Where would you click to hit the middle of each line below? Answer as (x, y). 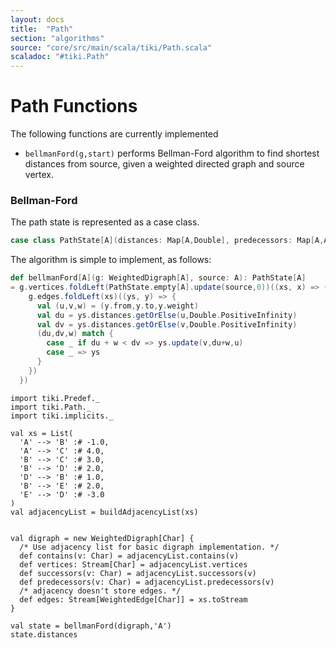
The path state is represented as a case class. (105, 222)
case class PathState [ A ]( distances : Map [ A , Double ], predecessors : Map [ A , (167, 241)
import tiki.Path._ (51, 407)
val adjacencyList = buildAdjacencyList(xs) (104, 512)
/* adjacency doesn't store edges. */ (100, 591)
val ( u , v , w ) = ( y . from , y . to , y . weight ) (117, 306)
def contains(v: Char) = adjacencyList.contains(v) (129, 556)
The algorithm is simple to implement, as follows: (111, 260)
